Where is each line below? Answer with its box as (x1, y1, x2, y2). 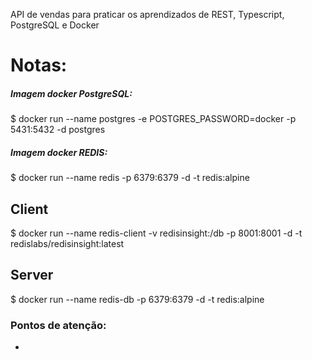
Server (10, 267, 54, 284)
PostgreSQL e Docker (10, 19, 100, 31)
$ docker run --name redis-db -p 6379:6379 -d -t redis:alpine (10, 293, 265, 305)
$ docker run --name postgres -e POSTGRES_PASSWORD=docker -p (10, 113, 297, 125)
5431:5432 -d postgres (10, 124, 106, 136)
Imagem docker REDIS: (10, 146, 108, 158)
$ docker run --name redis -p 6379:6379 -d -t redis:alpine (10, 172, 250, 184)
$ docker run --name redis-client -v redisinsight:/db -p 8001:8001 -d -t (10, 227, 303, 239)
